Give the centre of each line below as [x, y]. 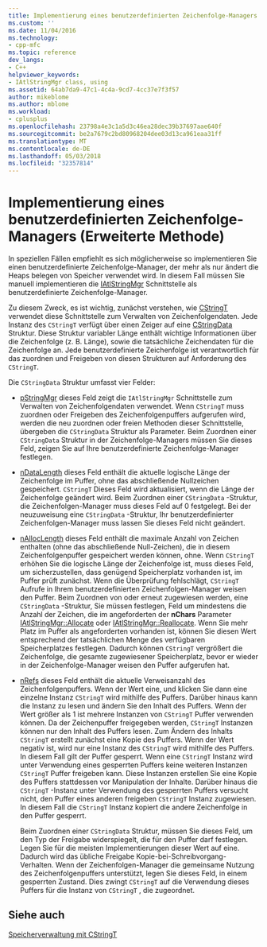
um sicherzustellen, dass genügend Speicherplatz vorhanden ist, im [131, 572]
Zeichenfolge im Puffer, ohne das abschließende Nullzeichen [119, 481]
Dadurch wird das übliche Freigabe [77, 856]
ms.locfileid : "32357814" [51, 164]
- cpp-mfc [25, 45]
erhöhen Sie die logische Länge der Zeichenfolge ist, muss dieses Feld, [137, 564]
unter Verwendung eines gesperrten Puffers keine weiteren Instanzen [133, 765]
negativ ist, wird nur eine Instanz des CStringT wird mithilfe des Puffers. [137, 748]
